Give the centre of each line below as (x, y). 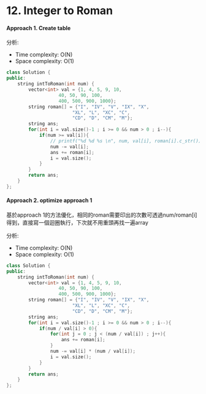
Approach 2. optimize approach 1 (49, 201)
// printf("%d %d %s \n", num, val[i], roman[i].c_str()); (127, 141)
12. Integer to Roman (60, 11)
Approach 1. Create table (39, 28)
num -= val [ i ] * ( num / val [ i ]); (93, 351)
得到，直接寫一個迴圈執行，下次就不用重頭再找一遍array (78, 222)
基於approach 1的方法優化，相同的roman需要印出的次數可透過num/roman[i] (102, 215)
